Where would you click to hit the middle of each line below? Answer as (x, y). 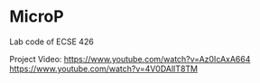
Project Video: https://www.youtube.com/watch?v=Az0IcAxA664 (130, 59)
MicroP (37, 17)
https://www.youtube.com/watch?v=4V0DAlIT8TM (104, 69)
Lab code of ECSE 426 (52, 41)
